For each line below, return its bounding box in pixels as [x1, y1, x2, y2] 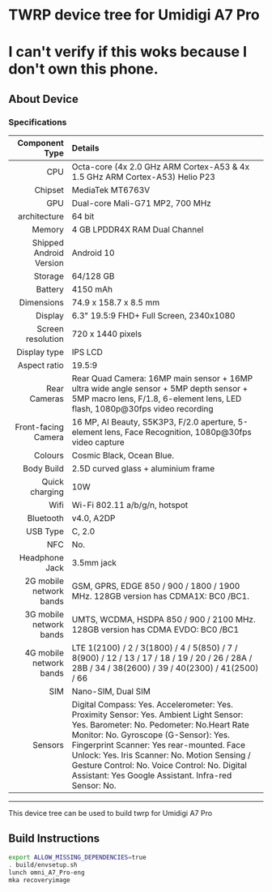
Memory [32, 224, 65, 236]
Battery [36, 284, 65, 295]
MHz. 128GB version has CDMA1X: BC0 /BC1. [71, 591, 249, 602]
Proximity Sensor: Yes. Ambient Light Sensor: [71, 709, 244, 720]
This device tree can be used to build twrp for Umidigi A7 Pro [8, 809, 213, 818]
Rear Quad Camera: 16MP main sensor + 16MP [71, 373, 253, 384]
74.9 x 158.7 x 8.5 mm [71, 297, 160, 309]
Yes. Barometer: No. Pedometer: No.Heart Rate [71, 719, 249, 731]
